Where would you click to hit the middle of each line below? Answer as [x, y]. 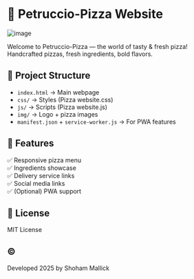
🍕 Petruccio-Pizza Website [85, 14]
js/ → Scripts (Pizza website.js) [62, 107]
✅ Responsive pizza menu [44, 160]
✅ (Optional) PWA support [44, 191]
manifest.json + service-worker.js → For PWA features [97, 122]
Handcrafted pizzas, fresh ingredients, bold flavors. [80, 54]
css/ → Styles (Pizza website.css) [65, 99]
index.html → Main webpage [58, 92]
